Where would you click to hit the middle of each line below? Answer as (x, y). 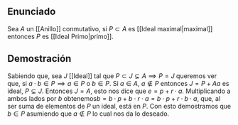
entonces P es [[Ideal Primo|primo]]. (60, 36)
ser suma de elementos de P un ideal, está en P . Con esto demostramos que (119, 106)
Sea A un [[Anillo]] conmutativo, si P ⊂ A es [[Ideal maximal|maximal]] (110, 28)
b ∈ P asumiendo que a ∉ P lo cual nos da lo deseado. (88, 114)
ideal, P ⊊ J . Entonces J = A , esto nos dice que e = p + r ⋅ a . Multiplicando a (119, 91)
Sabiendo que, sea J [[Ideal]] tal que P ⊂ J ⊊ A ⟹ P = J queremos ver (112, 76)
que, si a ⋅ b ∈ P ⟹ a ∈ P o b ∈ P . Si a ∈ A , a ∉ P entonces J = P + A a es (118, 83)
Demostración (39, 59)
